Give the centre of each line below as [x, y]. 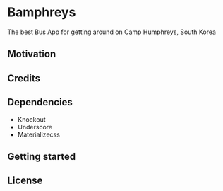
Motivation [32, 54]
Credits [24, 78]
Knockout [31, 119]
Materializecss [38, 134]
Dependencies [40, 102]
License [25, 181]
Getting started [42, 156]
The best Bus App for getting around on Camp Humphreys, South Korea [112, 32]
